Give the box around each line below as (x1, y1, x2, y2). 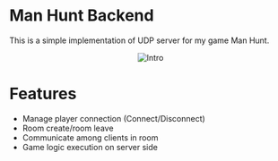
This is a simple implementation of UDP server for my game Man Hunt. (9, 35, 270, 46)
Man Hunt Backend (9, 5, 154, 26)
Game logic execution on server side (22, 141, 159, 152)
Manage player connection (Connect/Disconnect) (22, 113, 206, 123)
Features (9, 84, 77, 104)
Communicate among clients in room (22, 131, 159, 143)
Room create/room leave (22, 123, 114, 133)
